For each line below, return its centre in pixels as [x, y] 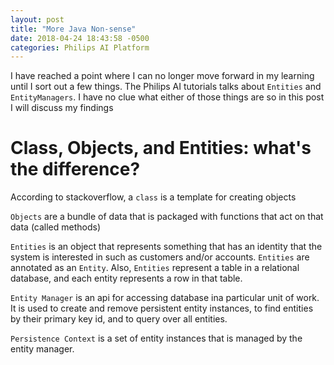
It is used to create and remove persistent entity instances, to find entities [162, 308]
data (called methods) [56, 227]
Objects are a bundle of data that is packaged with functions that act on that [167, 217]
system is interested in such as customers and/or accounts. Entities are [160, 257]
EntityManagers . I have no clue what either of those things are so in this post [167, 97]
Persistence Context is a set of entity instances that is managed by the [156, 338]
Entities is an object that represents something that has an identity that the [166, 247]
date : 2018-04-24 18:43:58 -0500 [80, 38]
